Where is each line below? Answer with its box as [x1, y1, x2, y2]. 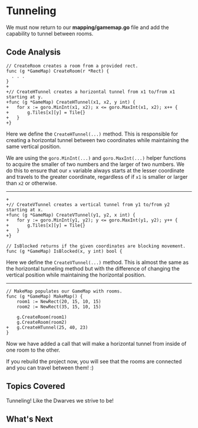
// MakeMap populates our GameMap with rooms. [6, 288, 123, 294]
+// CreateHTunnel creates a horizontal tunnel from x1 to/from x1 [6, 89, 176, 95]
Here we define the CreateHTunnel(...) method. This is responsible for [6, 130, 179, 137]
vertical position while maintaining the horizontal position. [6, 271, 146, 278]
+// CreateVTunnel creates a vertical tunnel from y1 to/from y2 [6, 201, 170, 208]
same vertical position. [6, 143, 61, 150]
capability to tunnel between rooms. [6, 30, 94, 37]
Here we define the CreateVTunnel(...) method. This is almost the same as [6, 259, 189, 266]
